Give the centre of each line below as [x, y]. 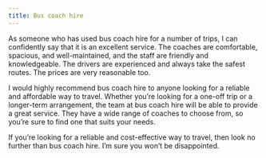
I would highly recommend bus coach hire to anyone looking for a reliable [129, 88]
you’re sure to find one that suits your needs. [82, 121]
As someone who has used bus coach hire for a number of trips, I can [123, 38]
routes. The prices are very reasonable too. [79, 72]
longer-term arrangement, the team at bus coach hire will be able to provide [133, 105]
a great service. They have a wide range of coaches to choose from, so [126, 113]
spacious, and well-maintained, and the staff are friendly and [109, 55]
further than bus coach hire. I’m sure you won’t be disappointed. [114, 145]
